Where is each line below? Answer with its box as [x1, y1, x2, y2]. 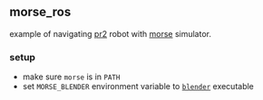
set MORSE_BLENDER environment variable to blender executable [22, 81, 254, 92]
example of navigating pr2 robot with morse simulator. [9, 28, 211, 39]
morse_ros [9, 5, 72, 20]
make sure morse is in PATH [22, 71, 121, 82]
